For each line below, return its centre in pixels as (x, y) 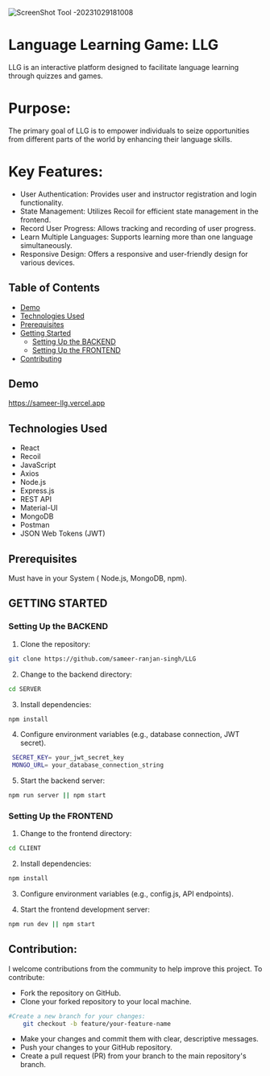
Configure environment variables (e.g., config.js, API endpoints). (127, 894)
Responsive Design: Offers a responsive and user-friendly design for (134, 254)
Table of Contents (54, 288)
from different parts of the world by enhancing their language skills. (120, 139)
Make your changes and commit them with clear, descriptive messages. (139, 1039)
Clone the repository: (55, 644)
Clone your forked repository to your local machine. (106, 1001)
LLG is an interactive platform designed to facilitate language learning (124, 67)
